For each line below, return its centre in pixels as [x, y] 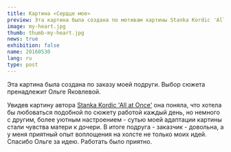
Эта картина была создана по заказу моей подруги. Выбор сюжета [106, 84]
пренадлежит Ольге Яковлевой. [54, 91]
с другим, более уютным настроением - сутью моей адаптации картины [114, 119]
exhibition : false [33, 45]
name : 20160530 [29, 52]
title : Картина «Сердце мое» [49, 13]
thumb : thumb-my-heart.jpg [46, 33]
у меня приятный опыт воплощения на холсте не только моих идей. [107, 134]
